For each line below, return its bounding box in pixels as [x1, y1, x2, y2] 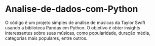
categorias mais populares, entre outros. [5, 35, 88, 41]
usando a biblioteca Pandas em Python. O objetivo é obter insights [5, 24, 141, 30]
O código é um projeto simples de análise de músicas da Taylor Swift [5, 20, 146, 25]
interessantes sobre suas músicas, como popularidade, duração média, [5, 30, 151, 36]
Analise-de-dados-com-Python [5, 3, 138, 15]
